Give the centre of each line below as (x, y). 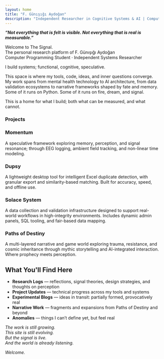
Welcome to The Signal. (29, 47)
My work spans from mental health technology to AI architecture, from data (81, 82)
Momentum (19, 132)
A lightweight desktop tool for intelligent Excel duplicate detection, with (76, 177)
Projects (15, 119)
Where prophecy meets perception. (41, 254)
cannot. (13, 107)
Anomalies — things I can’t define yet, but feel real (63, 318)
